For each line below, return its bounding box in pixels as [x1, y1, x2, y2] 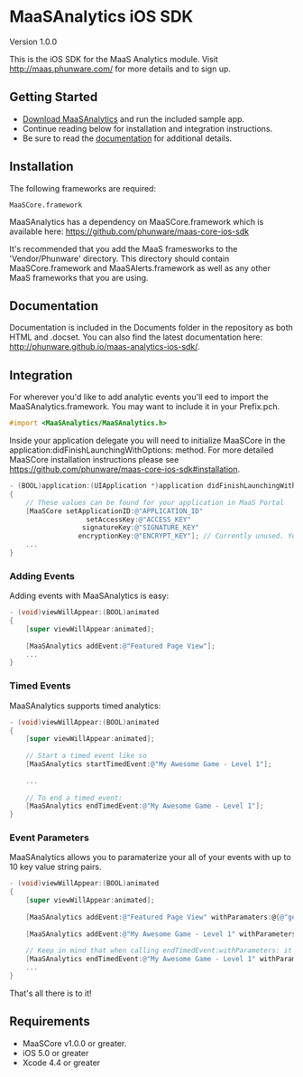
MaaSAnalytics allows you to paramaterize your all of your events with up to [9, 852, 291, 863]
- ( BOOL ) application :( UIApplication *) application [9, 482, 204, 491]
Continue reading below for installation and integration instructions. [22, 123, 273, 134]
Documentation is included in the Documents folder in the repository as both [9, 323, 293, 333]
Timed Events [9, 679, 71, 692]
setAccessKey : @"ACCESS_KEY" [86, 515, 192, 524]
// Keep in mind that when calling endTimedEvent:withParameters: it [25, 946, 293, 955]
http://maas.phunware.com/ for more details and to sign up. [9, 63, 232, 74]
